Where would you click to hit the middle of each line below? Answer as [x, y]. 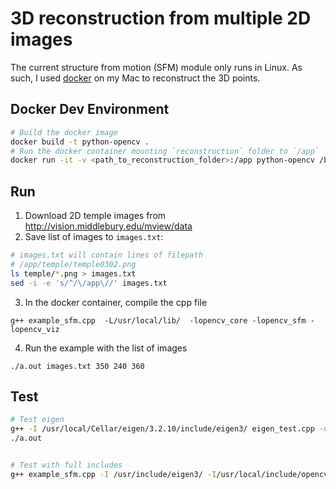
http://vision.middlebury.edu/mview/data [108, 226]
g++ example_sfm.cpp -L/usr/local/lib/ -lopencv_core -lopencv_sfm [158, 320]
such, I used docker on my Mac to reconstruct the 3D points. [135, 78]
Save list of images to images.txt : [94, 237]
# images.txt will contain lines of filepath [106, 255]
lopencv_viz [35, 329]
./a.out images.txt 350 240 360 [77, 366]
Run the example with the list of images [106, 348]
